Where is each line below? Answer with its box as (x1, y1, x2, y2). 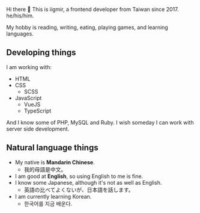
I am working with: (6, 63, 52, 70)
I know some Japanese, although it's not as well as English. (14, 179, 162, 186)
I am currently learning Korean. (14, 193, 92, 200)
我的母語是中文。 (23, 165, 67, 173)
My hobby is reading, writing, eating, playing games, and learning (6, 24, 168, 31)
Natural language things (6, 143, 98, 153)
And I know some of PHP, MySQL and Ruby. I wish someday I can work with (6, 119, 194, 126)
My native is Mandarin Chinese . (14, 158, 95, 165)
